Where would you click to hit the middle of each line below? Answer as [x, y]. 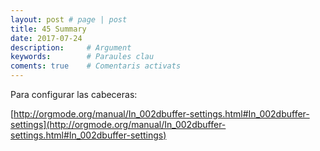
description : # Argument [71, 47]
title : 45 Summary [48, 29]
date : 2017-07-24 [46, 38]
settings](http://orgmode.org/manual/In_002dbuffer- [118, 124]
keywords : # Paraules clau [82, 57]
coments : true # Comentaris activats [96, 66]
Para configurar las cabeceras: [74, 94]
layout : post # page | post [69, 19]
